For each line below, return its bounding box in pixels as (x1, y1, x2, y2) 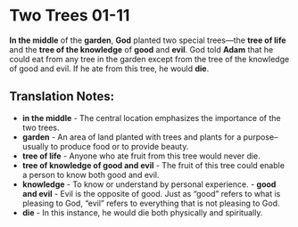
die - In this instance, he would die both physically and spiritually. (21, 207, 263, 218)
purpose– (243, 131, 278, 142)
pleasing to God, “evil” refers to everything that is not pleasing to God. (21, 198, 280, 208)
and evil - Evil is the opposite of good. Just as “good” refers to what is (21, 188, 281, 199)
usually (21, 141, 49, 151)
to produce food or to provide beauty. (50, 141, 189, 151)
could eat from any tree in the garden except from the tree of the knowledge (9, 53, 290, 64)
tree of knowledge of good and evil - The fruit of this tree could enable (21, 159, 286, 170)
